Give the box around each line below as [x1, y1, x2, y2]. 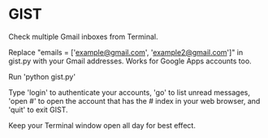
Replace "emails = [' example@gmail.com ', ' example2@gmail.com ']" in [8, 47, 244, 57]
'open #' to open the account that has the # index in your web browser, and [8, 96, 261, 106]
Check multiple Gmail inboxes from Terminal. [8, 32, 158, 41]
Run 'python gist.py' [8, 71, 76, 81]
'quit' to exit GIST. [8, 105, 68, 114]
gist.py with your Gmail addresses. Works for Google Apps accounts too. [8, 56, 252, 66]
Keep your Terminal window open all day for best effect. [8, 120, 197, 130]
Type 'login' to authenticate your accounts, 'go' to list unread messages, [8, 87, 250, 97]
